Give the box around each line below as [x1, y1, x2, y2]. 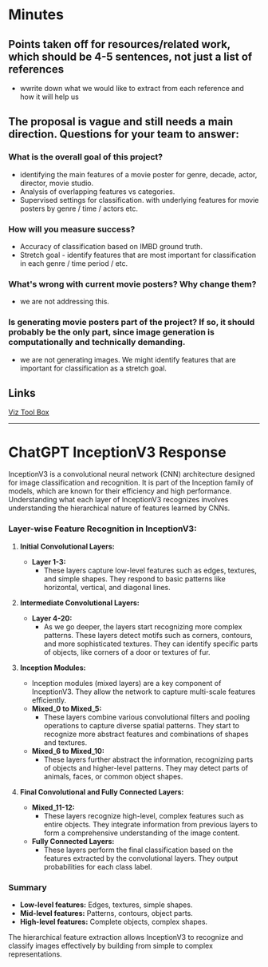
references [8, 62, 65, 76]
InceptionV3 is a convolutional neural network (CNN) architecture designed [8, 470, 255, 479]
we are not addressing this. [19, 297, 110, 307]
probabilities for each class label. [43, 862, 153, 871]
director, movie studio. [19, 178, 94, 188]
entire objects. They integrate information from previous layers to [43, 819, 258, 829]
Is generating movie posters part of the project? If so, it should [8, 317, 255, 328]
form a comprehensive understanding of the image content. [43, 828, 240, 838]
